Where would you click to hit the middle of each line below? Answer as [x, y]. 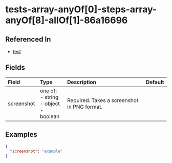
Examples [21, 135]
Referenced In [28, 39]
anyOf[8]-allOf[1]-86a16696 [67, 20]
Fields [15, 68]
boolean [50, 116]
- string [49, 97]
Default [155, 82]
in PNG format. [85, 107]
